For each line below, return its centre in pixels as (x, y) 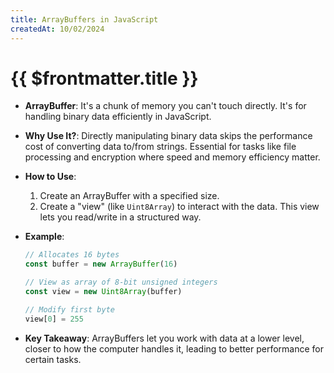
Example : (44, 237)
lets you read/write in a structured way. (120, 217)
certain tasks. (53, 359)
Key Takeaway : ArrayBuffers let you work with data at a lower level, (164, 338)
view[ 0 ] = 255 (54, 319)
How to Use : (50, 177)
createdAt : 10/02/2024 (57, 29)
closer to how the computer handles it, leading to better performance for (174, 348)
